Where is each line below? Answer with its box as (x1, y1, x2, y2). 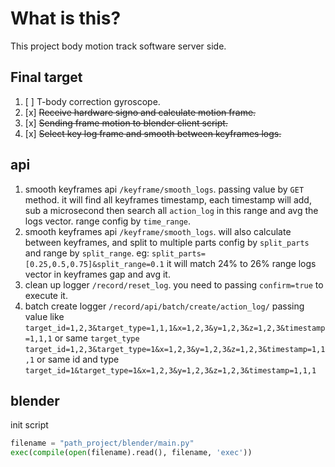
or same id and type (36, 353, 120, 365)
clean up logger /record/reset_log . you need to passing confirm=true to (24, 278, 324, 291)
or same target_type (54, 332, 140, 344)
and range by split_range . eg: (24, 247, 150, 259)
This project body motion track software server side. (10, 40, 227, 52)
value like (24, 310, 65, 322)
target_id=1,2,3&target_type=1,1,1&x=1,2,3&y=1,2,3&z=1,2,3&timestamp (24, 323, 326, 333)
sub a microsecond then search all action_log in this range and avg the (24, 204, 319, 216)
